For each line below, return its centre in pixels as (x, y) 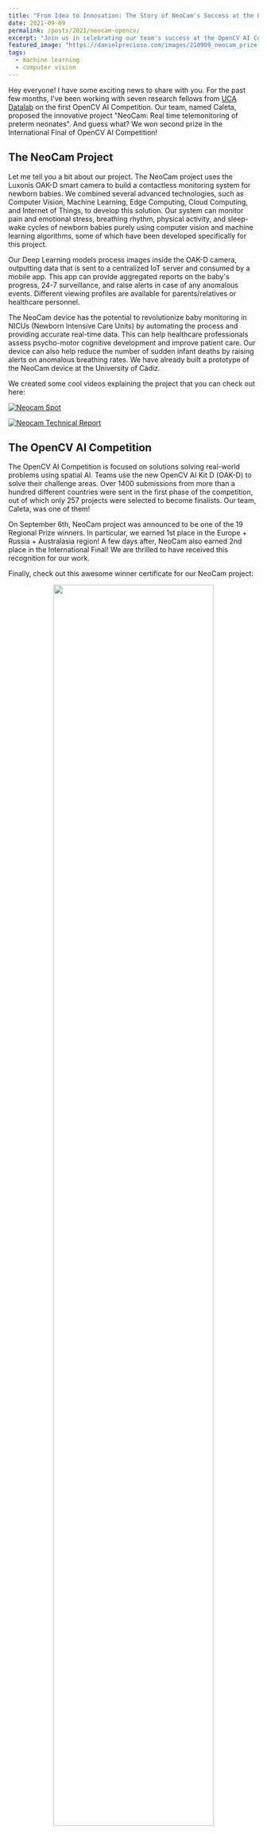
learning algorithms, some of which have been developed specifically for (128, 236)
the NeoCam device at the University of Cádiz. (84, 368)
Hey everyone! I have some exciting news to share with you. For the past (127, 90)
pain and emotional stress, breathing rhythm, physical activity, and (117, 219)
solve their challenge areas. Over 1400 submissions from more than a (122, 484)
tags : (17, 53)
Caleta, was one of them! (49, 509)
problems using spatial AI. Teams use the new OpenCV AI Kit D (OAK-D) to (130, 475)
